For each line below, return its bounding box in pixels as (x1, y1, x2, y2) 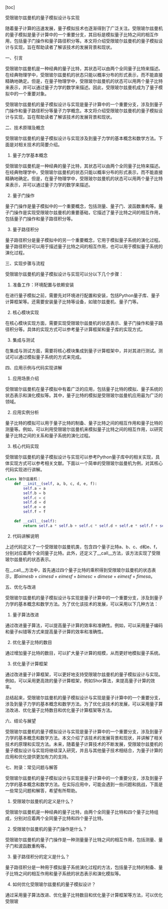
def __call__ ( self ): (14, 518, 57, 523)
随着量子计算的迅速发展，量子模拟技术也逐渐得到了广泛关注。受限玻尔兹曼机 (5, 25, 163, 31)
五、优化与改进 (5, 584, 36, 590)
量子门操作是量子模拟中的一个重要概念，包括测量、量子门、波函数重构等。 (5, 203, 158, 209)
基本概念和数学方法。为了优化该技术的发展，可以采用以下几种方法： (18, 601, 158, 607)
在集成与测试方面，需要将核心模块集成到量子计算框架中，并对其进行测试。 (5, 348, 158, 353)
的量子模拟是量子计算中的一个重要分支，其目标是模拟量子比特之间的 (5, 32, 145, 37)
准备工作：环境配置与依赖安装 (12, 282, 74, 288)
